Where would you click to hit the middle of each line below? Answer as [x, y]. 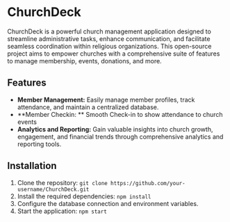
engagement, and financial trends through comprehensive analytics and [120, 136]
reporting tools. [39, 144]
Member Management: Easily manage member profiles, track [106, 100]
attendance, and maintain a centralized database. [88, 107]
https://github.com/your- [148, 183]
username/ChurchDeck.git [53, 189]
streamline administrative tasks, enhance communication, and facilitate [109, 38]
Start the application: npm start [62, 211]
